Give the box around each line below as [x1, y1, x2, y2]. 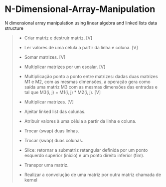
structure [4, 25, 23, 31]
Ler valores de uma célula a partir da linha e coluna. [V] [24, 44, 138, 50]
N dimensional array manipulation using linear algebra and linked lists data [4, 20, 158, 26]
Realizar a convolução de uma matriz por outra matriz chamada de [24, 172, 162, 178]
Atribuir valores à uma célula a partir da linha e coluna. [24, 118, 137, 124]
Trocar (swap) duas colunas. [24, 137, 83, 143]
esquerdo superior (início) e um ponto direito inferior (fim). [24, 152, 145, 158]
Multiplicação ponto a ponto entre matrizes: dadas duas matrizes [24, 73, 158, 79]
